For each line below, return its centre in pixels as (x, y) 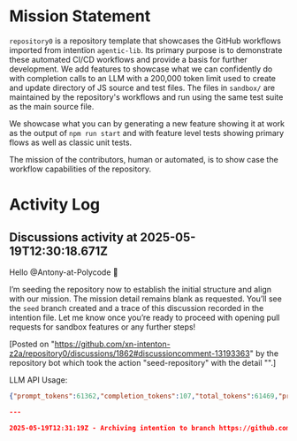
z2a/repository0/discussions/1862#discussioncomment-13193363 (129, 353)
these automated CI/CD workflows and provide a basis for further (128, 59)
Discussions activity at (73, 237)
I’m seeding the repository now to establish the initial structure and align (141, 289)
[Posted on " (32, 344)
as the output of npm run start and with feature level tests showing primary (147, 133)
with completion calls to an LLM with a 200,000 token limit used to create (143, 78)
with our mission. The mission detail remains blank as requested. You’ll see (146, 299)
